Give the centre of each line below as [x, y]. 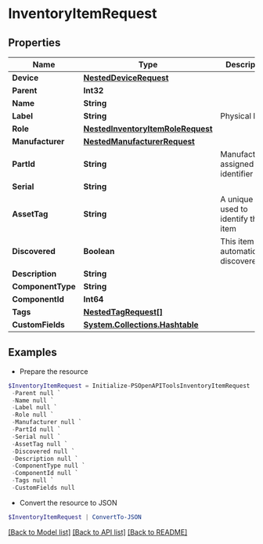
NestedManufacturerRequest [139, 141]
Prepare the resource [54, 371]
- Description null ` [45, 459]
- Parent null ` [36, 393]
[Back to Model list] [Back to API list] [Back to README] [98, 532]
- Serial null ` [36, 437]
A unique [237, 199]
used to [234, 209]
